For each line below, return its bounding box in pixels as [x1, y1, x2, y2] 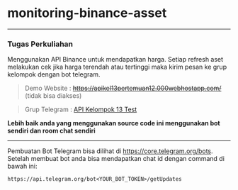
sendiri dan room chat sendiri [7, 126, 96, 135]
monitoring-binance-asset [7, 5, 167, 21]
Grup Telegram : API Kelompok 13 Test [24, 105, 137, 114]
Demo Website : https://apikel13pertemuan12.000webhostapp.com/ [24, 84, 222, 93]
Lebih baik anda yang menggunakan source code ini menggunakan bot [7, 119, 221, 128]
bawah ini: [7, 162, 38, 171]
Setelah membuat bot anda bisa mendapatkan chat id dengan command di [7, 155, 225, 163]
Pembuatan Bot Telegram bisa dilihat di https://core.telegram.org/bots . [7, 147, 214, 155]
